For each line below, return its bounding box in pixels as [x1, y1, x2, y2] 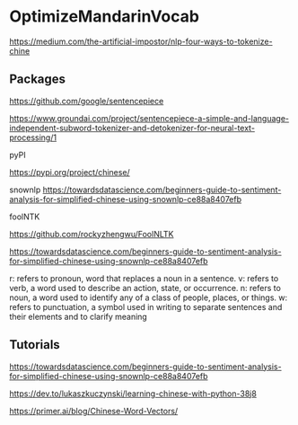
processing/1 [9, 132, 57, 143]
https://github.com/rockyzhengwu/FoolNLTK [9, 228, 174, 239]
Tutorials [9, 337, 60, 352]
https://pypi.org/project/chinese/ [9, 166, 130, 177]
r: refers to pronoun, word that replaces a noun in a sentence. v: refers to [9, 272, 279, 284]
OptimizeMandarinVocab [9, 6, 200, 27]
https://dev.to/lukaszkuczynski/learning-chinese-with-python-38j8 [9, 388, 258, 399]
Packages [9, 72, 66, 87]
